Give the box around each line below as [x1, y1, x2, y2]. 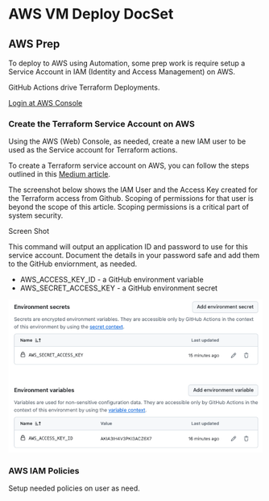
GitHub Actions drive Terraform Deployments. [8, 82, 160, 92]
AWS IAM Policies [8, 465, 80, 476]
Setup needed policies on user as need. [8, 483, 141, 493]
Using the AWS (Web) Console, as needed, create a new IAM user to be [8, 136, 246, 146]
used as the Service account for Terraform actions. [8, 145, 178, 155]
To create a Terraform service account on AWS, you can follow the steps [8, 161, 250, 170]
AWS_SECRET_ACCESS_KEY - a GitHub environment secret [19, 283, 218, 293]
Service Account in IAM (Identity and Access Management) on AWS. [8, 67, 236, 77]
